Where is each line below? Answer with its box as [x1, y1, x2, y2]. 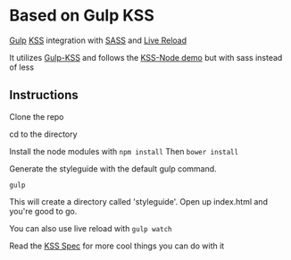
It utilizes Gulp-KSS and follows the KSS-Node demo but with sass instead [9, 52, 283, 63]
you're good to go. [9, 205, 78, 216]
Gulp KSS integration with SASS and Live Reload [9, 35, 187, 46]
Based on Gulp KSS [9, 5, 154, 26]
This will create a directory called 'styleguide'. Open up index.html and [9, 196, 268, 206]
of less [9, 62, 34, 72]
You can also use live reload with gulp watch [9, 222, 172, 233]
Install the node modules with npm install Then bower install [9, 146, 239, 156]
